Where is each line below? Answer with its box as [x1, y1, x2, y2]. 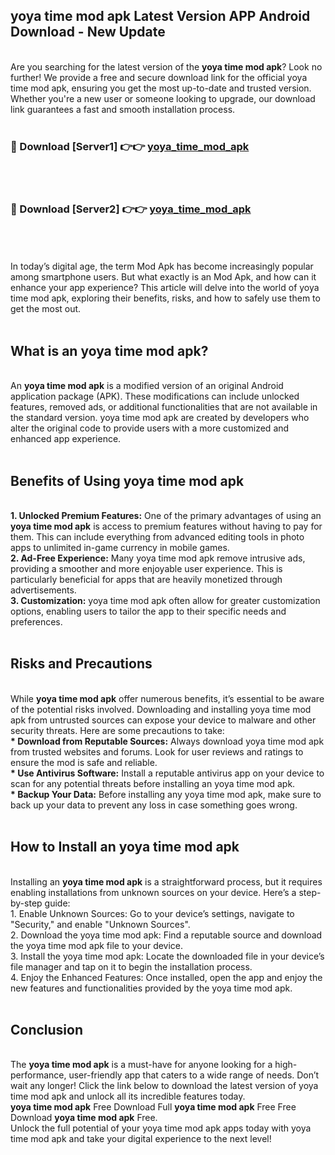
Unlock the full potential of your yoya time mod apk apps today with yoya [10, 1122, 312, 1134]
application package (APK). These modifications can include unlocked [10, 390, 300, 403]
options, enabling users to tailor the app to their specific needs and [10, 605, 287, 618]
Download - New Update [10, 24, 166, 41]
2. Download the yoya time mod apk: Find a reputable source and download [10, 929, 323, 941]
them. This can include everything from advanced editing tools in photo [10, 531, 305, 543]
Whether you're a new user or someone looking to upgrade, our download [10, 92, 316, 104]
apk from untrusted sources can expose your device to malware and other [10, 714, 317, 726]
